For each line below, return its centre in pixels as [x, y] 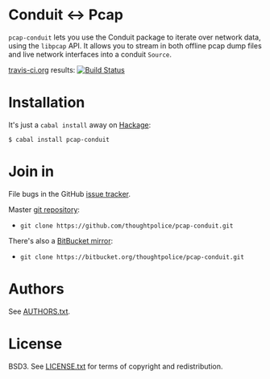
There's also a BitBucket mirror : [61, 240]
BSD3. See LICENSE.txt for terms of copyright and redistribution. [116, 366]
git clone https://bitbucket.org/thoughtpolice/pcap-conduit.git [132, 257]
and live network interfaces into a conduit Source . [90, 54]
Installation [47, 103]
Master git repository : [44, 209]
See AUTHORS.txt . [39, 311]
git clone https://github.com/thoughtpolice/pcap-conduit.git [127, 226]
